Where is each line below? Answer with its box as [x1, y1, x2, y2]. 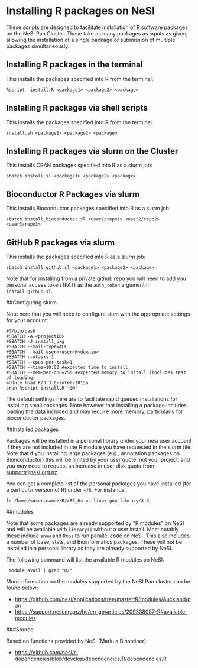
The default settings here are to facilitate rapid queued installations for [6, 395, 178, 403]
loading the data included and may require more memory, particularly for [6, 408, 183, 415]
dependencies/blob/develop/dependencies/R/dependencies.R [14, 655, 167, 662]
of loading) [6, 375, 35, 381]
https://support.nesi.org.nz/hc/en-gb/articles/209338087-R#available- [14, 608, 188, 615]
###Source [6, 626, 34, 633]
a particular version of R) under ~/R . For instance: [6, 487, 126, 493]
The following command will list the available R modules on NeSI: [6, 556, 164, 563]
